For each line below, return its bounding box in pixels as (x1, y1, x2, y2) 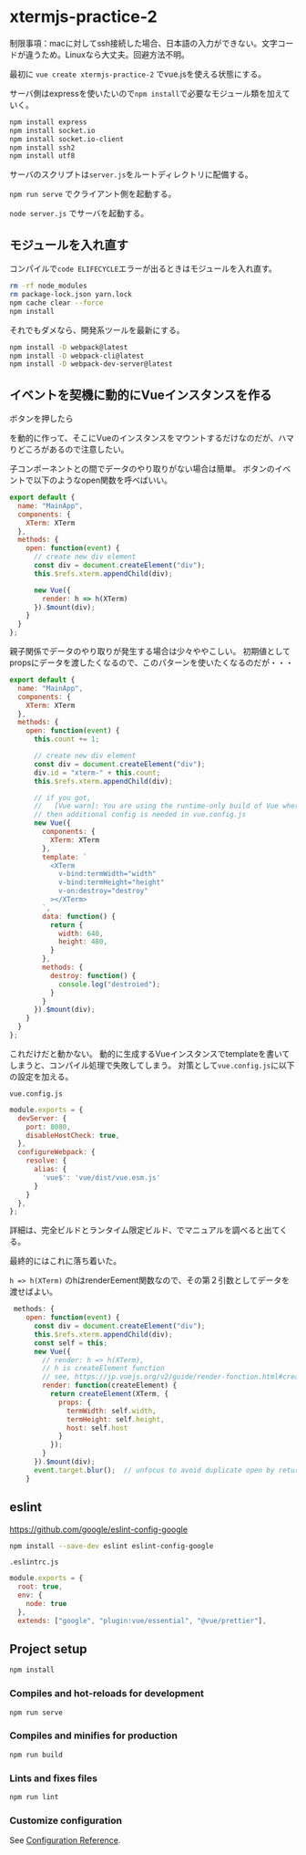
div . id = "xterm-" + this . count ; (33, 768, 161, 777)
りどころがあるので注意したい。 (9, 444, 129, 455)
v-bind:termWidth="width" (57, 870, 157, 879)
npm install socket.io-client (9, 134, 125, 143)
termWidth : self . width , (66, 1406, 157, 1415)
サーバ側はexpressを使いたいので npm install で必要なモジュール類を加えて (9, 88, 291, 99)
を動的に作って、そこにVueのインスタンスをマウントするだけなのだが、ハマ (9, 432, 294, 443)
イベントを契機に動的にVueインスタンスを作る (9, 387, 272, 402)
